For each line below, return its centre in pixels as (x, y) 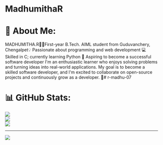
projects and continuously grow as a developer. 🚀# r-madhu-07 (68, 77)
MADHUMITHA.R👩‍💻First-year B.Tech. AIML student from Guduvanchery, (78, 44)
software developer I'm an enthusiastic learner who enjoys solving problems (81, 62)
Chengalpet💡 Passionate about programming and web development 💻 (76, 50)
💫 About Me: (31, 31)
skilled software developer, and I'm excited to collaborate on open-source (79, 72)
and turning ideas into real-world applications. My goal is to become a (75, 67)
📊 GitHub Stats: (38, 98)
